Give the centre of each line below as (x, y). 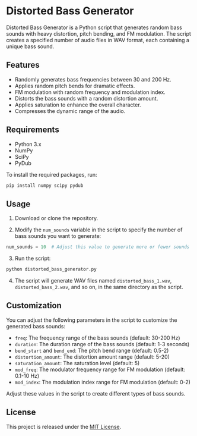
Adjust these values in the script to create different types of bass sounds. (96, 393)
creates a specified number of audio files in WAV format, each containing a (98, 40)
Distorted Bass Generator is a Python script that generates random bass (94, 27)
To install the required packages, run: (52, 174)
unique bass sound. (30, 46)
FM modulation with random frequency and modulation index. (90, 92)
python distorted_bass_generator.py (51, 269)
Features (23, 65)
